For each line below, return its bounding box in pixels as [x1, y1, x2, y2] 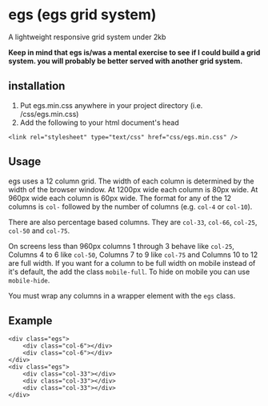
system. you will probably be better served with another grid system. [8, 56, 243, 66]
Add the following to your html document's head [19, 118, 179, 127]
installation [8, 79, 66, 93]
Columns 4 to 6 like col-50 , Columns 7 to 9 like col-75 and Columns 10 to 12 [8, 250, 258, 259]
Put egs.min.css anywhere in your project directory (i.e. [19, 100, 203, 110]
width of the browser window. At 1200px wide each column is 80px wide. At [8, 184, 258, 194]
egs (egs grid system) [8, 6, 157, 24]
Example [8, 314, 53, 328]
